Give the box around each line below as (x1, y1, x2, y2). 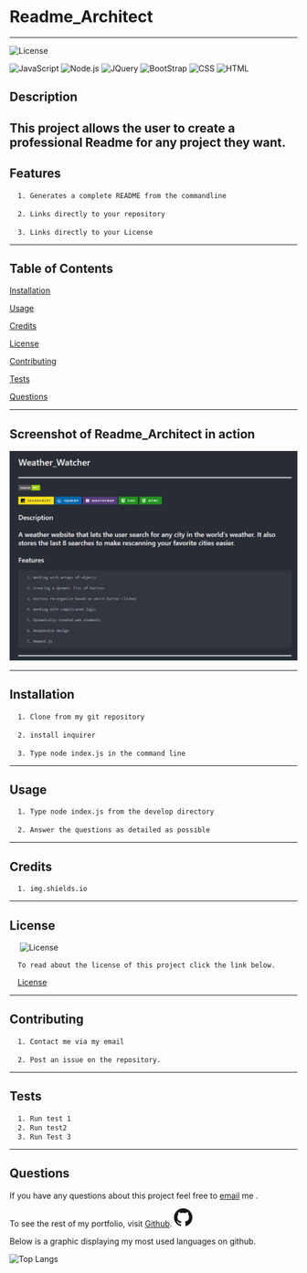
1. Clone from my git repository (17, 712, 145, 721)
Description (9, 89, 78, 105)
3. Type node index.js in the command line (17, 749, 185, 758)
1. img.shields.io (17, 884, 89, 894)
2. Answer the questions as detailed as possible (17, 826, 210, 835)
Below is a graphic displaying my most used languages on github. (9, 1236, 257, 1247)
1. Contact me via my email (17, 1036, 125, 1047)
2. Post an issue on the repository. (17, 1055, 162, 1065)
